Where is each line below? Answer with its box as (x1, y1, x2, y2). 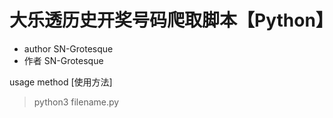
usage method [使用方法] (9, 76, 113, 88)
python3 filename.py (33, 96, 120, 108)
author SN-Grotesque (23, 42, 114, 55)
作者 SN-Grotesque (23, 54, 104, 66)
